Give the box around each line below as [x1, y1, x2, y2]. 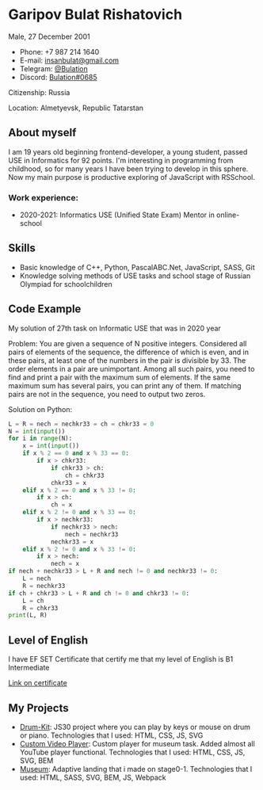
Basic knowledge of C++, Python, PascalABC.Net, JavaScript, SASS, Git [19, 262, 255, 272]
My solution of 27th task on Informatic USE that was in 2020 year [8, 323, 222, 333]
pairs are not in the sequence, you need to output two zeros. [8, 389, 206, 399]
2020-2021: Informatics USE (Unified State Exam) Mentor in [19, 210, 215, 219]
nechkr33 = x [50, 537, 93, 546]
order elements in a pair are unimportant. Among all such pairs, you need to [8, 364, 255, 373]
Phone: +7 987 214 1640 [19, 47, 100, 56]
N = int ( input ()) [8, 427, 66, 435]
